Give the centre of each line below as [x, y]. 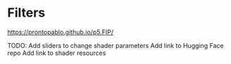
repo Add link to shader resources [57, 53]
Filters [26, 13]
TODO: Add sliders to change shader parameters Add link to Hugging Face [115, 45]
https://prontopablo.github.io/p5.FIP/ [61, 32]
